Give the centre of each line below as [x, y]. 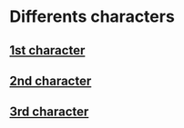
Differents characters [92, 17]
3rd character [49, 112]
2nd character [51, 80]
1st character [47, 50]
